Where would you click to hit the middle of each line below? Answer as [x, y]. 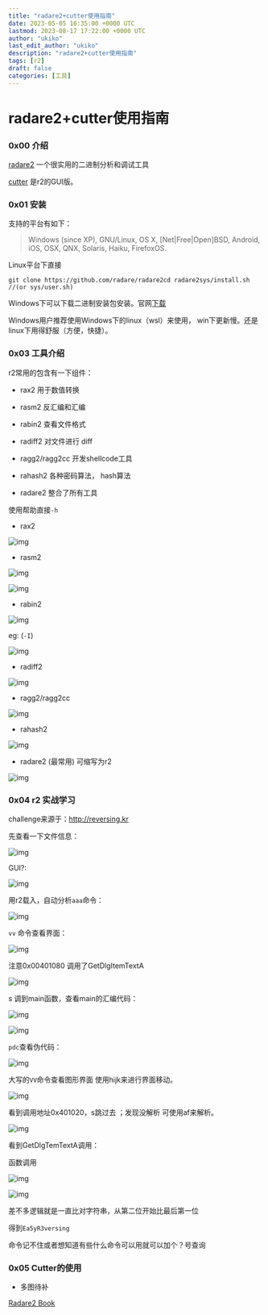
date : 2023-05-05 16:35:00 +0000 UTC [72, 23]
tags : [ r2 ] [27, 61]
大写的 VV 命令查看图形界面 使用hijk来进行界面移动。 [93, 1079]
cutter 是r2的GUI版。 [43, 182]
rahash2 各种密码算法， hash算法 [75, 475]
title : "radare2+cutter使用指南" [62, 16]
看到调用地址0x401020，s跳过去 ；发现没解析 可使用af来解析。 [113, 1113]
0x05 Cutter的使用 [45, 1267]
